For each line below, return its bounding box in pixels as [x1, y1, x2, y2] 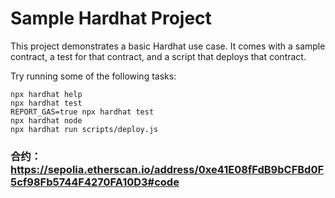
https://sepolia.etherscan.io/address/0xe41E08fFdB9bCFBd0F [10, 162, 325, 176]
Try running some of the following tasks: [10, 70, 177, 82]
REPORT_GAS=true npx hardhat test [10, 107, 155, 117]
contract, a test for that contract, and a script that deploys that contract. [10, 50, 307, 62]
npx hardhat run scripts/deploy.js [10, 124, 159, 134]
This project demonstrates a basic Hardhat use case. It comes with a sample [10, 40, 326, 52]
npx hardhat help [10, 89, 83, 99]
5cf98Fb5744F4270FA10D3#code [10, 175, 180, 189]
